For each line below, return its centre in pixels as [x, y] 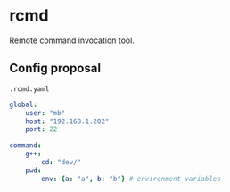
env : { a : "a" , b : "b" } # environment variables [131, 179]
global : [24, 104]
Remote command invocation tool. [72, 40]
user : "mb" [45, 113]
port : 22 [41, 129]
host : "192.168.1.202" [67, 121]
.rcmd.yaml [29, 89]
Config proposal [55, 68]
